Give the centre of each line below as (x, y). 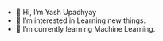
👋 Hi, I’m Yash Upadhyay (56, 12)
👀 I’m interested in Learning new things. (80, 20)
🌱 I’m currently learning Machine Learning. (85, 29)
